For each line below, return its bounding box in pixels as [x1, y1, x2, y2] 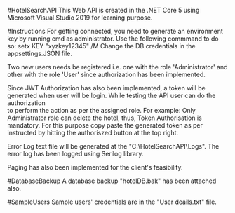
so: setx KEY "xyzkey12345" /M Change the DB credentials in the [7, 42, 196, 50]
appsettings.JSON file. [7, 49, 72, 57]
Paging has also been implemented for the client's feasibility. [7, 163, 183, 171]
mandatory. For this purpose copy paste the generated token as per [7, 121, 203, 129]
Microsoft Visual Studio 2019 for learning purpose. [7, 13, 153, 22]
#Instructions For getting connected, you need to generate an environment [7, 27, 223, 35]
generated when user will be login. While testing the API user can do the [7, 91, 216, 99]
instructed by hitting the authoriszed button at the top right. [7, 129, 179, 137]
